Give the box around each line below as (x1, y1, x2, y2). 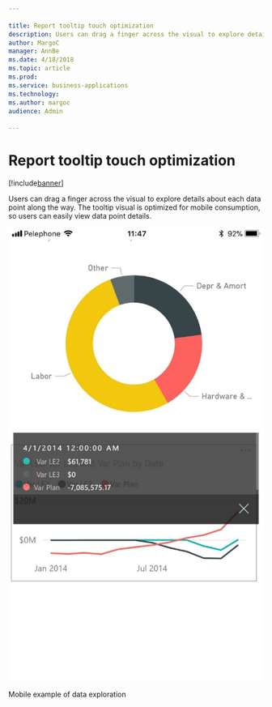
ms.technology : (8, 90, 60, 98)
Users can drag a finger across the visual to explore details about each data (8, 194, 261, 204)
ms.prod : (8, 73, 38, 81)
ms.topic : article (8, 65, 70, 73)
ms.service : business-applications (8, 81, 129, 89)
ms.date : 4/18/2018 (8, 56, 74, 64)
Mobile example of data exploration (8, 689, 127, 699)
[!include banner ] (8, 178, 64, 188)
